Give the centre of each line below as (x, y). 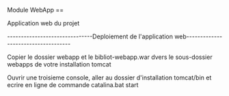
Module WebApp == (35, 10)
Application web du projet (43, 23)
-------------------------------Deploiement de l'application (90, 36)
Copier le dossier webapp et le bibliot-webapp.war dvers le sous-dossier (110, 57)
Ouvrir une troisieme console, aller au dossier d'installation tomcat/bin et (109, 77)
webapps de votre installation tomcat (59, 64)
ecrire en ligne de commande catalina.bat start (73, 85)
